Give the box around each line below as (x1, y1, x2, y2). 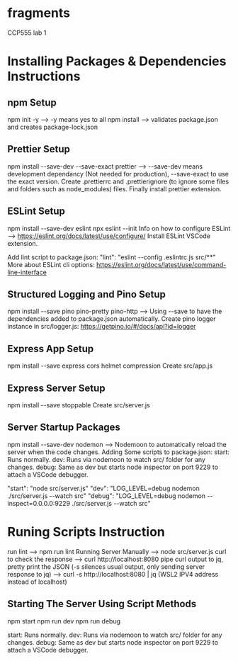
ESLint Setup (7, 205, 66, 217)
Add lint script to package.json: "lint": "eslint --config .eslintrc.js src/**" (7, 253, 216, 261)
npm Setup (7, 96, 57, 108)
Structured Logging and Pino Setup (7, 288, 166, 300)
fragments (7, 5, 71, 21)
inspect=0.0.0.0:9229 (7, 499, 71, 507)
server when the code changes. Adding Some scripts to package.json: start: (7, 448, 229, 456)
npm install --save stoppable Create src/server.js (7, 401, 150, 409)
